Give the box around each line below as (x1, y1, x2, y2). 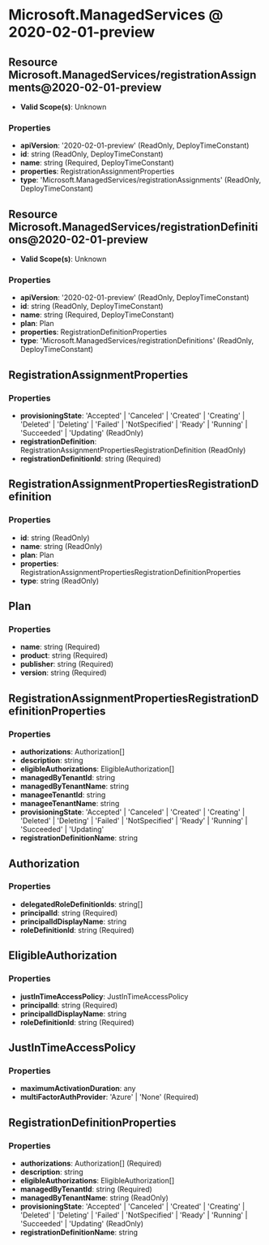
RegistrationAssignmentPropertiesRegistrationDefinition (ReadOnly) (19, 445, 246, 455)
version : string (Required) (19, 668, 107, 678)
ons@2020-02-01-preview (8, 233, 148, 247)
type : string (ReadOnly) (19, 576, 100, 586)
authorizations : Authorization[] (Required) (19, 1158, 162, 1168)
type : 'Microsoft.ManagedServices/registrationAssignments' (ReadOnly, (19, 175, 262, 185)
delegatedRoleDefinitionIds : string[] (19, 899, 143, 909)
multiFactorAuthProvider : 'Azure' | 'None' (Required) (19, 1093, 199, 1102)
